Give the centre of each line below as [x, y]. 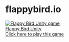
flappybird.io [33, 9]
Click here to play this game [34, 34]
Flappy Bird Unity [24, 28]
